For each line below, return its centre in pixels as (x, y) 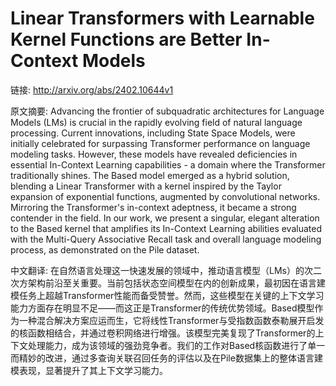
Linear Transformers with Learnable (162, 18)
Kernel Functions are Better (126, 39)
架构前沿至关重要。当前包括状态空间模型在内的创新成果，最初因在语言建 (176, 283)
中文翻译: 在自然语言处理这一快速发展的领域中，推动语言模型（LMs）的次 (161, 270)
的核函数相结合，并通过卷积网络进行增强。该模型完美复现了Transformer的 (163, 333)
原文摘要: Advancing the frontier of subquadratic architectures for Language (167, 111)
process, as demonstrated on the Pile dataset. (105, 249)
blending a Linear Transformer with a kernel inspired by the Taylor (146, 186)
